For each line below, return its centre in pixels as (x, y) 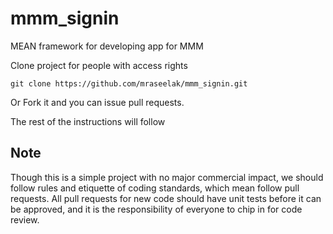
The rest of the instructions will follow (88, 121)
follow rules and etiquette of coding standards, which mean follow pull (155, 188)
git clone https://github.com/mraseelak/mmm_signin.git (129, 83)
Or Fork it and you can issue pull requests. (97, 102)
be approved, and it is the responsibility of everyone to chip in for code (156, 209)
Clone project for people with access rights (99, 65)
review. (25, 219)
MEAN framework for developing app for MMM (107, 46)
